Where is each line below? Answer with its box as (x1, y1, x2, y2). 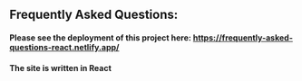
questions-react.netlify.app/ (9, 41, 120, 52)
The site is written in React (9, 62, 112, 73)
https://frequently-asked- (192, 31, 293, 43)
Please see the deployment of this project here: (9, 31, 192, 43)
